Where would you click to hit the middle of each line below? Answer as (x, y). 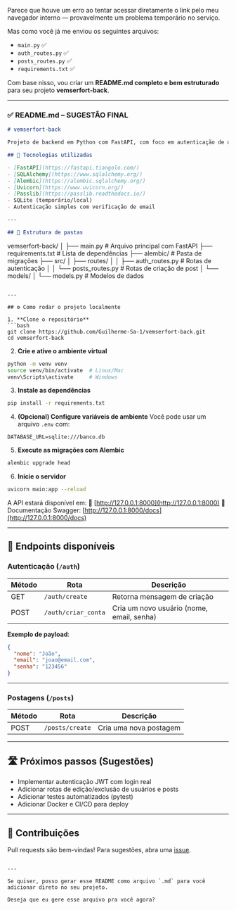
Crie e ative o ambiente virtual (62, 350)
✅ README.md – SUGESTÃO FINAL (68, 115)
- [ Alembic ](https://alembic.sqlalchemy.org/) (77, 181)
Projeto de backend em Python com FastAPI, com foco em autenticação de (116, 143)
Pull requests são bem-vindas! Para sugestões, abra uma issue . (99, 850)
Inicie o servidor (42, 476)
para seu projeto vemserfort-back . (58, 90)
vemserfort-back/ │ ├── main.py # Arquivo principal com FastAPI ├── (110, 246)
